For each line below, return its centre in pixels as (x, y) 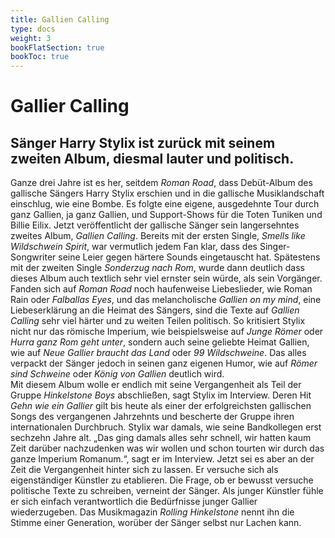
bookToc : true (40, 57)
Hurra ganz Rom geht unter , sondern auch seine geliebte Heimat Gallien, (160, 342)
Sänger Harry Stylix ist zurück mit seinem (143, 142)
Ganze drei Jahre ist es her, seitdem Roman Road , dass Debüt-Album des (161, 183)
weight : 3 (31, 38)
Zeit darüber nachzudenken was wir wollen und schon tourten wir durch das (167, 448)
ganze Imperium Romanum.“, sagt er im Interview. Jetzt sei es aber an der (162, 459)
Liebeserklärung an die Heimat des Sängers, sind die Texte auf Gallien (155, 310)
